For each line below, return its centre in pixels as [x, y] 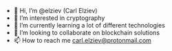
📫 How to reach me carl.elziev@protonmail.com [82, 40]
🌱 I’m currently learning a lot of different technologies [89, 25]
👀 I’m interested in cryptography [59, 18]
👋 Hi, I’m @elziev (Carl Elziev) [55, 11]
